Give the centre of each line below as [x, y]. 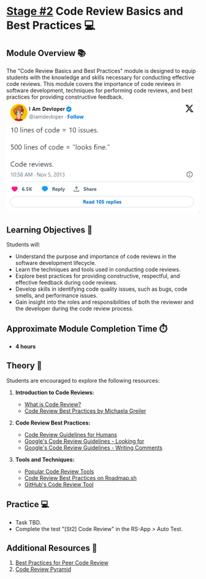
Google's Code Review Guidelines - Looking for [84, 441]
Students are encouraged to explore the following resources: [83, 380]
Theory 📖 [24, 366]
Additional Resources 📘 [52, 548]
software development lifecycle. [55, 263]
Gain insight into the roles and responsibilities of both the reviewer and [105, 302]
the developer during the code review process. [74, 309]
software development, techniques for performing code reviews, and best [100, 90]
